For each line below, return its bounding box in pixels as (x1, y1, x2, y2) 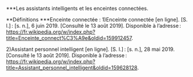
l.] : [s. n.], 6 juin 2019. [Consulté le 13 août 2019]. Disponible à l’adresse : (6, 23, 181, 29)
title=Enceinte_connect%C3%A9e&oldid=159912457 (6, 35, 132, 41)
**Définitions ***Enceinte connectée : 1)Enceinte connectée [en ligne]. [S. (6, 16, 188, 23)
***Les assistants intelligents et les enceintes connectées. (6, 5, 149, 12)
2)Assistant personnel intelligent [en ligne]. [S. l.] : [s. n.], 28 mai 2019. (6, 46, 175, 53)
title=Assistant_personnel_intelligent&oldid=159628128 (6, 64, 137, 71)
